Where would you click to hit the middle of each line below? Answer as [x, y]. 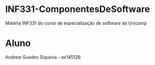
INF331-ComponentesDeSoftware [77, 9]
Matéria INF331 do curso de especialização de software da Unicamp [76, 23]
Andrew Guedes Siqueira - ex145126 [43, 57]
